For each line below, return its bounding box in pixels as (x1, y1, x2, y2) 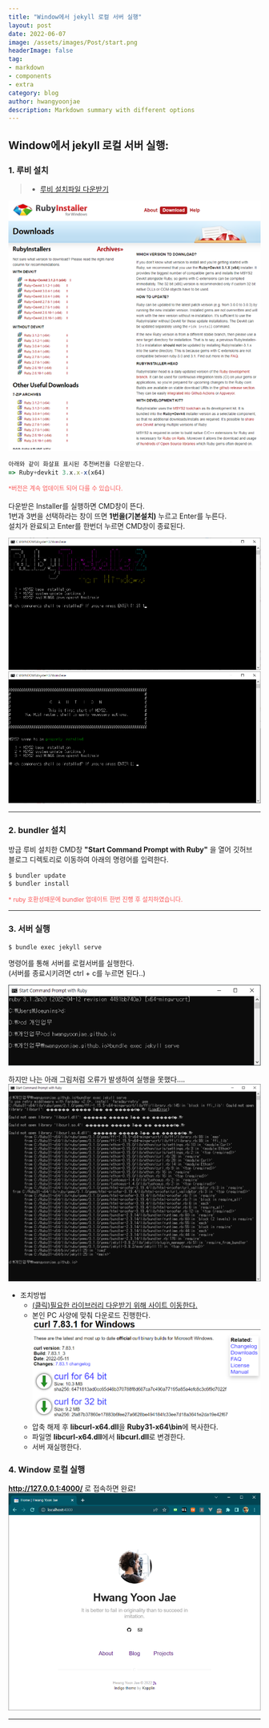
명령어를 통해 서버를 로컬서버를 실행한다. (8, 958, 134, 969)
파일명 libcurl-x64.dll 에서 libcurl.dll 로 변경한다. (31, 1432, 186, 1441)
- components (8, 72, 52, 80)
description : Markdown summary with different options (8, 106, 195, 114)
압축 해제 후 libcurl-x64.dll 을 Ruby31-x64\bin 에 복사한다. (31, 1422, 219, 1432)
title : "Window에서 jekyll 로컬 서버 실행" (8, 13, 143, 21)
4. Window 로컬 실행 (8, 1464, 86, 1475)
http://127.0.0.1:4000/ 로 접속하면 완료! (8, 1483, 136, 1493)
